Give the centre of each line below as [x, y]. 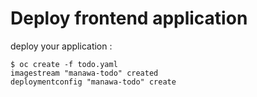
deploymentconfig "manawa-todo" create [93, 82]
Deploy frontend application [129, 18]
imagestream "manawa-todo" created [84, 73]
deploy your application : [61, 46]
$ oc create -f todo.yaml [64, 64]
